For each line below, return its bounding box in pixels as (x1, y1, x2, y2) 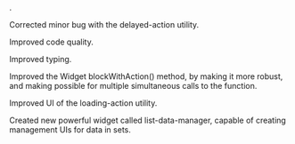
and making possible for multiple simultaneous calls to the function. (9, 81, 258, 91)
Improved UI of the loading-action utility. (9, 98, 158, 108)
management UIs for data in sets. (9, 124, 131, 135)
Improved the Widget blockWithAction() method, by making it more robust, (9, 71, 283, 82)
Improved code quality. (9, 36, 94, 47)
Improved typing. (9, 54, 72, 64)
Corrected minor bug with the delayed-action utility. (9, 20, 200, 29)
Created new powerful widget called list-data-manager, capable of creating (9, 115, 287, 125)
